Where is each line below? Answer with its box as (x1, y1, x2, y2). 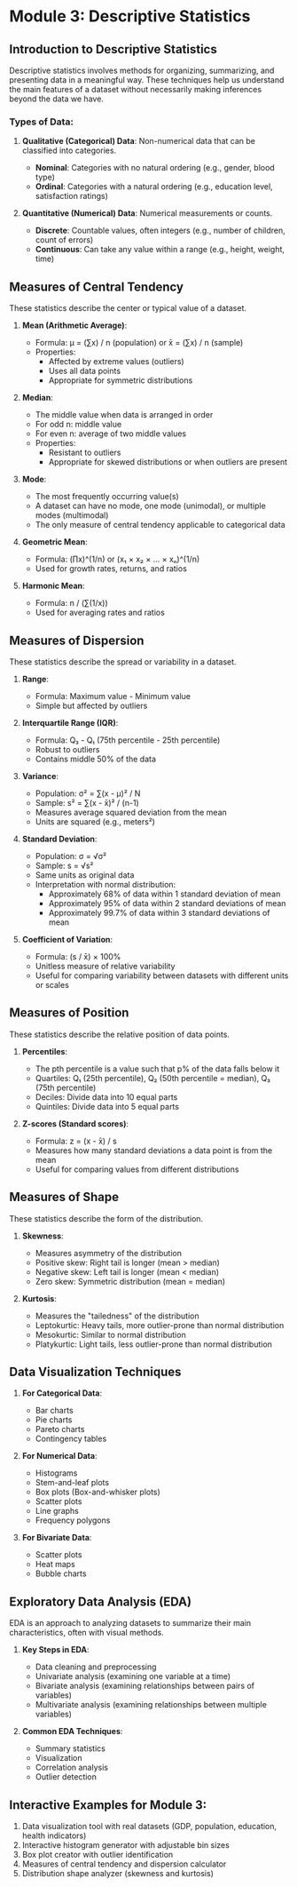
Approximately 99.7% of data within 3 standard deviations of (48, 907, 270, 918)
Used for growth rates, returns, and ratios (35, 563, 188, 574)
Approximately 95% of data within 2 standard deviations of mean (48, 897, 286, 908)
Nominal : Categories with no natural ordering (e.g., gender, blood (35, 163, 275, 173)
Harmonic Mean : (21, 580, 86, 592)
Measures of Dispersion (9, 633, 145, 648)
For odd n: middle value (35, 419, 122, 430)
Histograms (35, 1468, 78, 1478)
